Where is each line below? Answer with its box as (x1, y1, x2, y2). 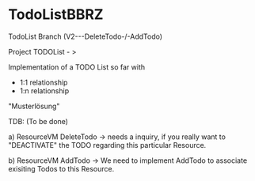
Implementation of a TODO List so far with (8, 62, 145, 72)
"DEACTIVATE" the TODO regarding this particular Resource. (8, 140, 207, 149)
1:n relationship (19, 85, 70, 96)
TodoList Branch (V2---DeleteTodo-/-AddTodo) (8, 32, 163, 41)
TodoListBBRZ (8, 6, 104, 24)
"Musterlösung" (8, 101, 60, 111)
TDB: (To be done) (8, 116, 69, 126)
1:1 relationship (19, 77, 68, 87)
